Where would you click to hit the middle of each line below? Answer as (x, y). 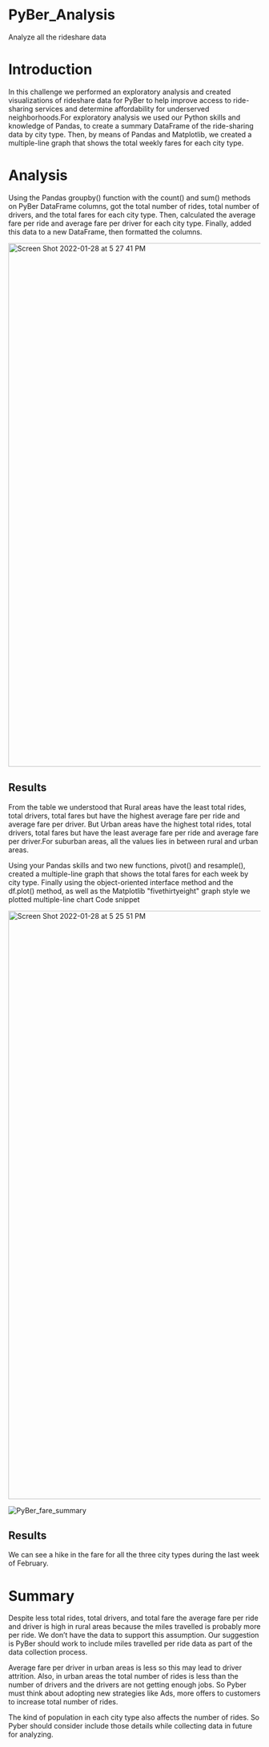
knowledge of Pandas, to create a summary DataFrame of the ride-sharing (131, 125)
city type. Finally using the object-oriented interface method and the (121, 882)
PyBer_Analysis (62, 15)
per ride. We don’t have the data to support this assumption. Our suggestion (134, 1635)
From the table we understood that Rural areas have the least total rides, (127, 807)
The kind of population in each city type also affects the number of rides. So (134, 1717)
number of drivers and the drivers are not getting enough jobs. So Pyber (127, 1685)
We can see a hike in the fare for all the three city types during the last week (134, 1555)
